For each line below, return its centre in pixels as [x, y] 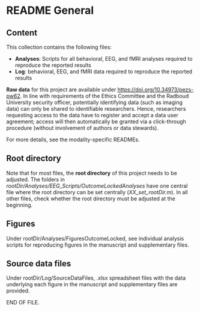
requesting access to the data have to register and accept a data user [92, 115]
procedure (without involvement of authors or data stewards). [83, 128]
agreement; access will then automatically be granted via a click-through [96, 122]
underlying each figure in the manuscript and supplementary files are [92, 285]
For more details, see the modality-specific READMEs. [73, 140]
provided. [18, 291]
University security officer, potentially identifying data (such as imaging [95, 102]
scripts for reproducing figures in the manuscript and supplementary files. [98, 245]
